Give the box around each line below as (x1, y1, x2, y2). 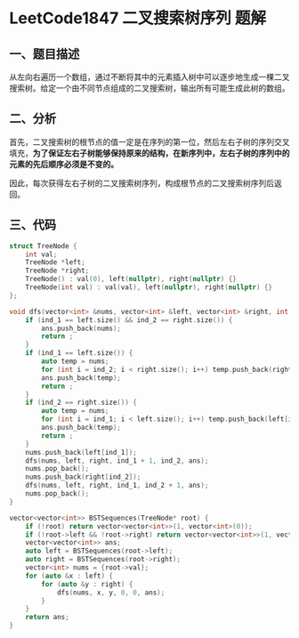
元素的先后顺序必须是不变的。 (9, 158, 118, 169)
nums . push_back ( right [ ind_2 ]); (25, 472, 141, 481)
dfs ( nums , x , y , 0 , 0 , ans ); (56, 588, 166, 597)
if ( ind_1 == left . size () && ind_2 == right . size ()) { (25, 315, 233, 325)
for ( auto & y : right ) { (41, 579, 133, 588)
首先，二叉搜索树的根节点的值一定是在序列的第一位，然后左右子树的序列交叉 (9, 136, 290, 147)
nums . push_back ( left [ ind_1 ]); (25, 448, 138, 456)
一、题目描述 (9, 46, 80, 61)
